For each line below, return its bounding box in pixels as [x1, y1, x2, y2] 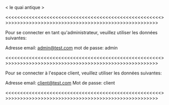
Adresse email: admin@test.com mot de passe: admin [5, 45, 118, 50]
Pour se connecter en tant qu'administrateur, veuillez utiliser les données [5, 30, 158, 35]
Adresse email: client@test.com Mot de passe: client [5, 80, 115, 86]
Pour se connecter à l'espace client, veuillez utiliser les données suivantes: [5, 70, 162, 76]
